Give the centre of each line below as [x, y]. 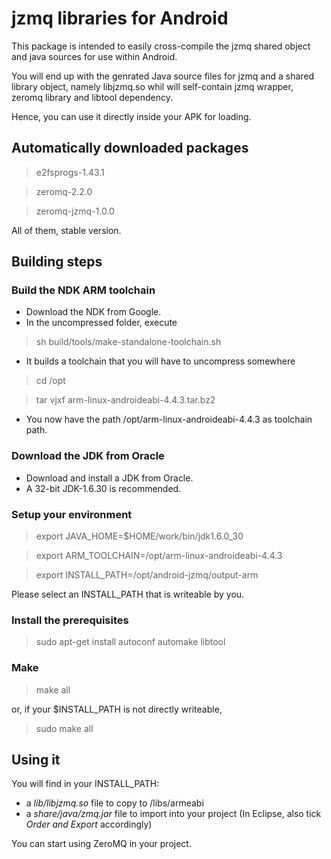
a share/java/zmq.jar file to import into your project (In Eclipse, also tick [173, 814]
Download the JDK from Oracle [88, 456]
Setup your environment [72, 514]
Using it [36, 760]
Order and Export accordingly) [89, 824]
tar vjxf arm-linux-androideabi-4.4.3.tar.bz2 [125, 400]
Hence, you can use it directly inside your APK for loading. [131, 116]
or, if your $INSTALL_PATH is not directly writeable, [117, 709]
